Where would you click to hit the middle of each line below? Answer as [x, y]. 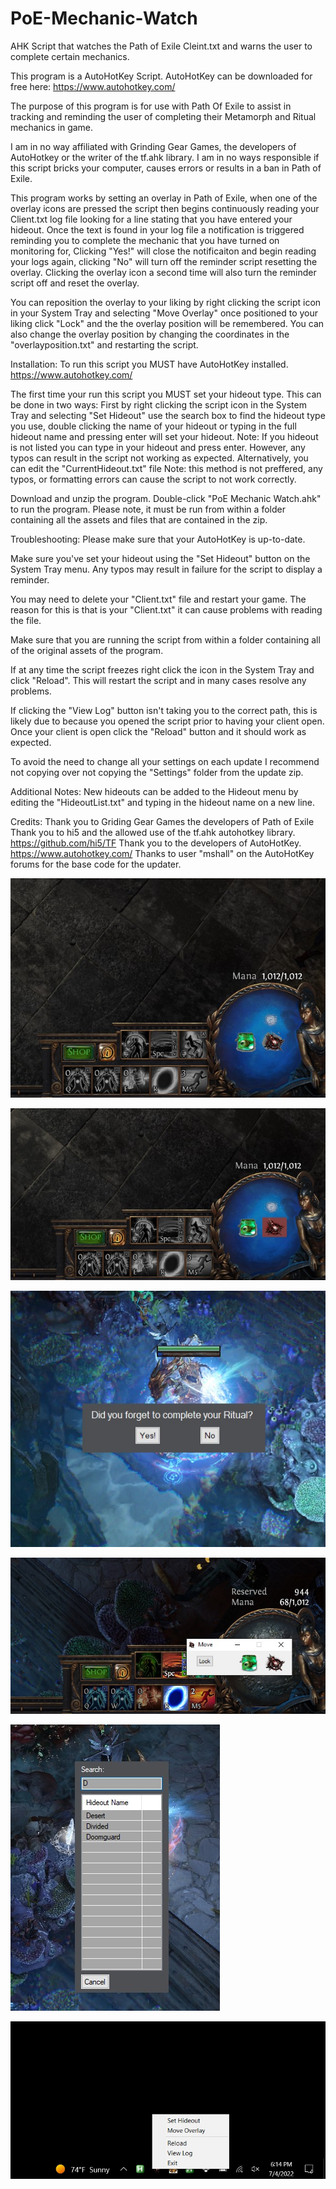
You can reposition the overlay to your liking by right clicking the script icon [166, 302]
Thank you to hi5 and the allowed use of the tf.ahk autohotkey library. [153, 832]
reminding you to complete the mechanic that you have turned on [145, 240]
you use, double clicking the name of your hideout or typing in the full [153, 426]
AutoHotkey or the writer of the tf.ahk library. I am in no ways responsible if [165, 157]
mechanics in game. [52, 127]
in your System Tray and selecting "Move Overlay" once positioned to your [164, 313]
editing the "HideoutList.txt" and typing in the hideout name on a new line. [162, 802]
